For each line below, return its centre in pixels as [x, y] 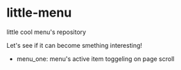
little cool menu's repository [46, 32]
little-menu [39, 13]
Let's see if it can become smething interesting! [75, 45]
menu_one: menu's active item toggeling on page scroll [95, 59]
